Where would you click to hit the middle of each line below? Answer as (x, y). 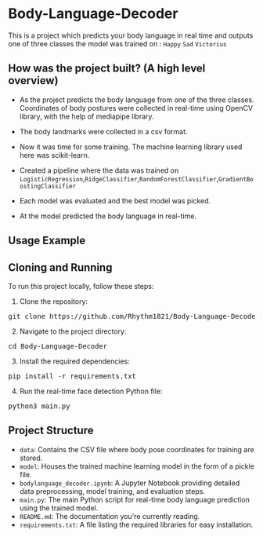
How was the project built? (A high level (107, 69)
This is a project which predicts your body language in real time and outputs (131, 35)
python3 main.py (39, 406)
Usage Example (47, 241)
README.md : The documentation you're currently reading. (110, 516)
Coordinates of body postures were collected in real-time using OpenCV (136, 108)
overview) (33, 80)
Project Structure (51, 431)
